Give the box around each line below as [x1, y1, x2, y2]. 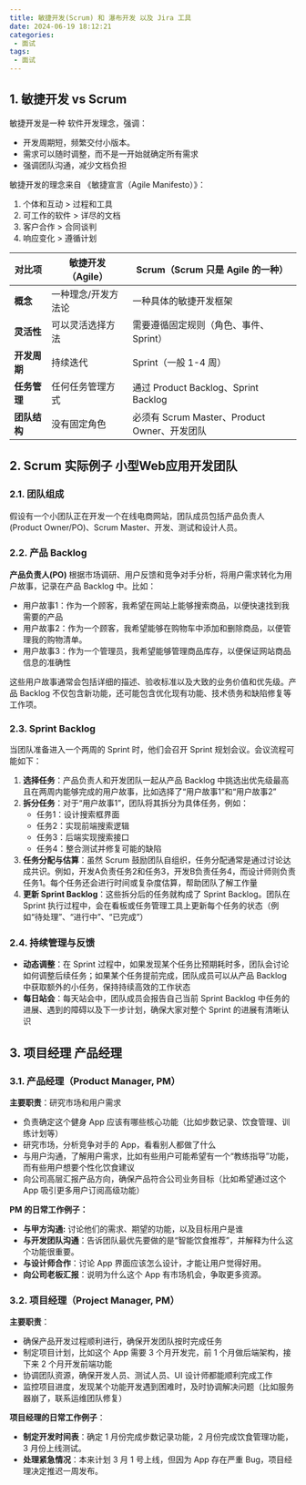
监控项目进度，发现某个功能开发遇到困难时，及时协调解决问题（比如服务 [22, 1381, 294, 1392]
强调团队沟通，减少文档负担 [22, 159, 127, 170]
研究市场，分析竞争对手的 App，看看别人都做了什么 [22, 1140, 217, 1151]
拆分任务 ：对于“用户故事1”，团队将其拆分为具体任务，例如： [22, 798, 249, 809]
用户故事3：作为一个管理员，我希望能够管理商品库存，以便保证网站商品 [22, 645, 291, 656]
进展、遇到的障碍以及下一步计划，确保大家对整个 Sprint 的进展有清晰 [22, 1004, 281, 1016]
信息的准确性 [22, 657, 71, 668]
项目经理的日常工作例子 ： [9, 1412, 106, 1423]
